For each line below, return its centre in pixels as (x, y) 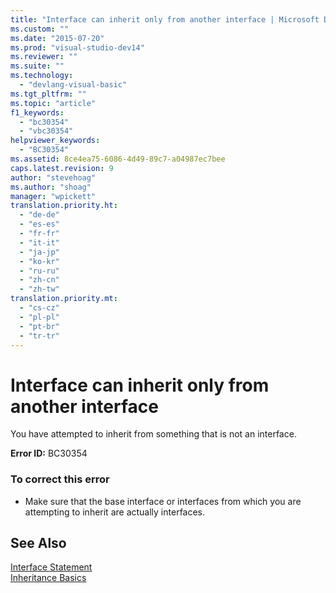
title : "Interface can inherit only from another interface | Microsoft (165, 19)
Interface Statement (51, 567)
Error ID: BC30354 (49, 453)
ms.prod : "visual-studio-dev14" (77, 47)
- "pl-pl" (39, 317)
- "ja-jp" (39, 252)
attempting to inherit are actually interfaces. (115, 512)
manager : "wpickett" (53, 196)
